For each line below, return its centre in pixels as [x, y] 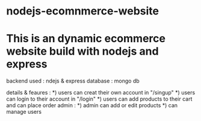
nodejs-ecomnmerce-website [83, 11]
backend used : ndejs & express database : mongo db [73, 81]
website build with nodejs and [82, 51]
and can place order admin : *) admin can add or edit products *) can [92, 105]
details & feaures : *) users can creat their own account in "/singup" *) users [101, 93]
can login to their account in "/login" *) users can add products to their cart [99, 99]
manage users [24, 112]
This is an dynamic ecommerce [86, 39]
